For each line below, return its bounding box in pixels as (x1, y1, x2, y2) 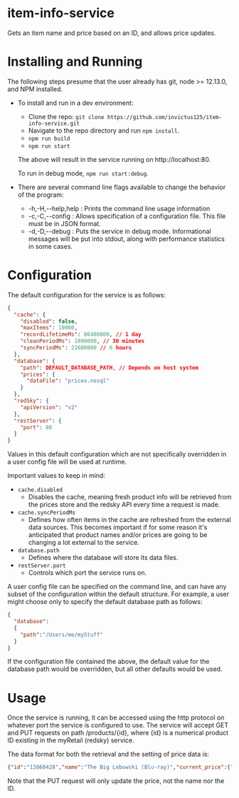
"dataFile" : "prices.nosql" (26, 377, 110, 384)
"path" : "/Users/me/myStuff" (20, 631, 103, 638)
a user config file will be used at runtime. (7, 458, 127, 466)
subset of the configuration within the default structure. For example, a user (7, 590, 230, 598)
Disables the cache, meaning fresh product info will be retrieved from (28, 493, 233, 501)
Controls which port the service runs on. (28, 568, 147, 577)
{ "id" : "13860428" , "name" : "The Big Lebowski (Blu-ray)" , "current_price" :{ (7, 764, 231, 771)
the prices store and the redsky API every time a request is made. (28, 501, 221, 509)
